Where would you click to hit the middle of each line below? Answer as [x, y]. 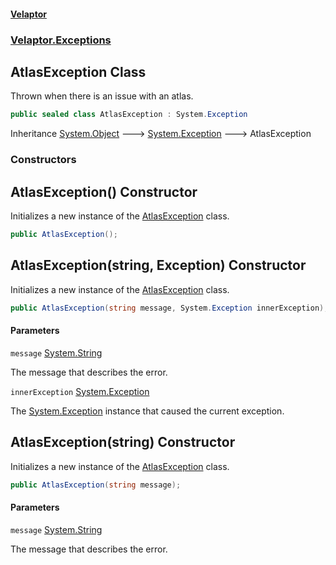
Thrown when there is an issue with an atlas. [102, 96]
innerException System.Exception [80, 391]
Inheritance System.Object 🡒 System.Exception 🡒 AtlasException [161, 134]
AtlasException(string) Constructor [123, 442]
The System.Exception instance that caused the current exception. [147, 411]
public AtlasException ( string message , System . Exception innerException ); [169, 308]
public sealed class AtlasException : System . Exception [129, 115]
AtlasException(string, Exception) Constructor [158, 265]
